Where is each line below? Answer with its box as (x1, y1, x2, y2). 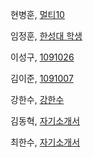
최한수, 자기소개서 (10, 136, 81, 148)
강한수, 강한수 (10, 94, 65, 105)
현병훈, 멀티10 (10, 9, 65, 20)
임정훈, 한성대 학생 (10, 30, 83, 42)
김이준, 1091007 (10, 73, 74, 84)
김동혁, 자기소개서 (10, 115, 81, 127)
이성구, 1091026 (10, 51, 75, 63)
